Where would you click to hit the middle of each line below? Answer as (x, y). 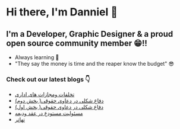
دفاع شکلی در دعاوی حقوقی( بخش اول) (59, 107)
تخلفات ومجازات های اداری (45, 95)
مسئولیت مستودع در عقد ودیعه (49, 113)
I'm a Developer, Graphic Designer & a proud (90, 34)
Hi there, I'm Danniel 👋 (62, 12)
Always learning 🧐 (37, 57)
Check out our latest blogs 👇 (48, 79)
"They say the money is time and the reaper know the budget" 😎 (94, 64)
